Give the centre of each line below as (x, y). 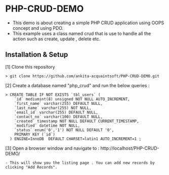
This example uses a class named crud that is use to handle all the (82, 33)
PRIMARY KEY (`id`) (35, 134)
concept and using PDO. (38, 28)
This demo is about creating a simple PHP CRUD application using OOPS (88, 23)
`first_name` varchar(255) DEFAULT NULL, (58, 103)
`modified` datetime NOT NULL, (47, 126)
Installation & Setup (37, 55)
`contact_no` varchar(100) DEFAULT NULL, (58, 116)
